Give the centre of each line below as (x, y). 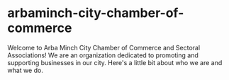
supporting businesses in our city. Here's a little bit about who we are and (115, 62)
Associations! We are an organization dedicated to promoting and (103, 55)
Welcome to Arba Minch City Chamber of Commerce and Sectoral (104, 47)
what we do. (26, 70)
